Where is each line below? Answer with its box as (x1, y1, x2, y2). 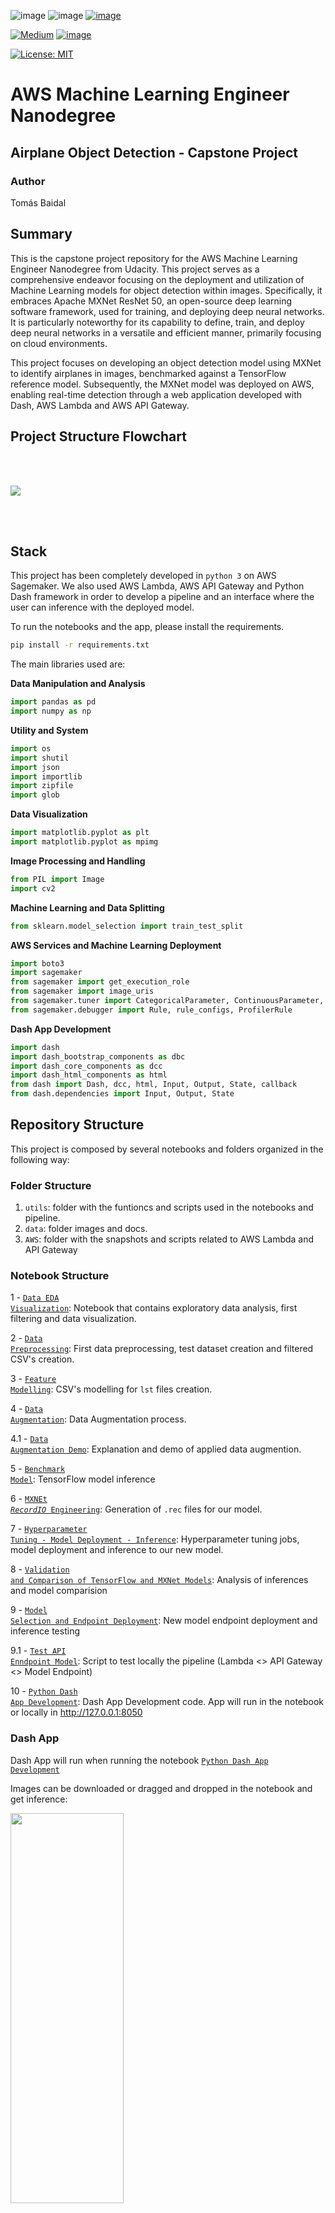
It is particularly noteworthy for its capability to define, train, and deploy (10, 316, 305, 328)
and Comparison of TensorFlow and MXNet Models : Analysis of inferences (10, 1574, 309, 1586)
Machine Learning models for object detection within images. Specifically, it (10, 284, 323, 296)
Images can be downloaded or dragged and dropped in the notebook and (10, 1782, 313, 1794)
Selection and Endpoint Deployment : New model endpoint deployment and (10, 1615, 318, 1627)
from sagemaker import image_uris (10, 986, 155, 997)
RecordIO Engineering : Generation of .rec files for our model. (10, 1503, 263, 1515)
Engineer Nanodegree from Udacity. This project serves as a (10, 263, 260, 275)
